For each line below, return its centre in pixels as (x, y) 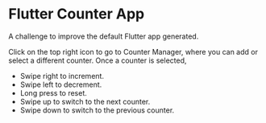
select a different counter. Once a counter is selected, (98, 60)
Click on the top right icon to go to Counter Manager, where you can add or (133, 51)
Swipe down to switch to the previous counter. (97, 110)
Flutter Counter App (77, 14)
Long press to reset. (53, 92)
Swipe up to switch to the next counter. (85, 101)
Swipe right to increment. (62, 76)
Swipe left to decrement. (61, 84)
